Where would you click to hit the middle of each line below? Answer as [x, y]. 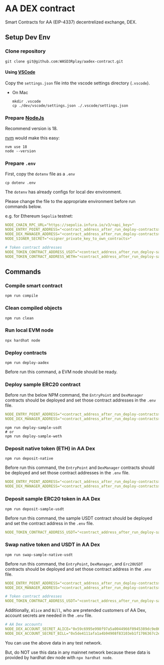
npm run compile [21, 296]
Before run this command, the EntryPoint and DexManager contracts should [80, 468]
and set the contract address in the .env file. [50, 523]
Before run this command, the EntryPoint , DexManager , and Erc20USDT [74, 564]
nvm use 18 [16, 147]
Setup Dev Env [28, 37]
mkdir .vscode [26, 101]
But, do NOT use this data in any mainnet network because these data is [78, 652]
